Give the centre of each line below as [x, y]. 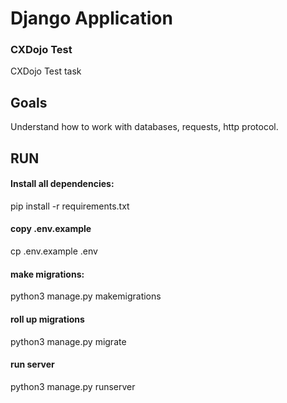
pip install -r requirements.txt [70, 206]
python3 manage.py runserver [73, 386]
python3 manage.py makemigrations [86, 296]
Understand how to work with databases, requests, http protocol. [144, 127]
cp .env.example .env [54, 251]
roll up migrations [47, 319]
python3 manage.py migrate [68, 341]
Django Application [91, 18]
